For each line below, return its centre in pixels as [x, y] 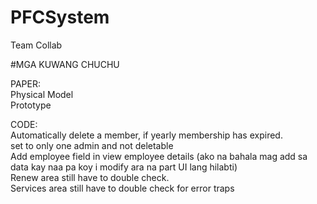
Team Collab [36, 45]
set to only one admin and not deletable [92, 145]
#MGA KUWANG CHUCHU [65, 64]
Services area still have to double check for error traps [122, 188]
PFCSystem [60, 17]
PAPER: [25, 83]
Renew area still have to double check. [90, 177]
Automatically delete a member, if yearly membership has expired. [146, 135]
